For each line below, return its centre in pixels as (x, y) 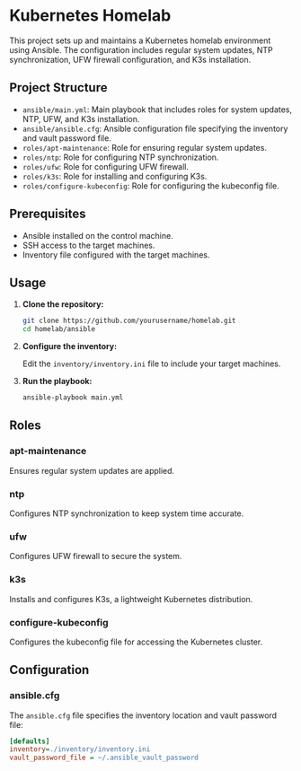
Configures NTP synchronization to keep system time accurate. (127, 513)
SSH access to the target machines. (89, 245)
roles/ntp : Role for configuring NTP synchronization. (120, 157)
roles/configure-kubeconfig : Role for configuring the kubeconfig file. (151, 186)
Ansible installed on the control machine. (97, 235)
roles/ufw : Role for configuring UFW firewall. (106, 166)
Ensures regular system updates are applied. (92, 470)
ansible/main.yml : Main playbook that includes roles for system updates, (157, 110)
